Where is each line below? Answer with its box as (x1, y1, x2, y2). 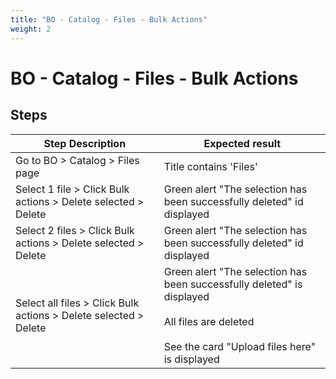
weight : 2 (10, 24, 52, 34)
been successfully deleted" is (163, 277, 303, 291)
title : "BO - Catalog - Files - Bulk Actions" (10, 14, 208, 25)
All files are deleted (163, 314, 255, 328)
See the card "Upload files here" (163, 339, 317, 353)
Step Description (43, 136, 127, 150)
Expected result (203, 136, 282, 150)
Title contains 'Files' (163, 159, 258, 173)
